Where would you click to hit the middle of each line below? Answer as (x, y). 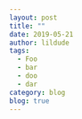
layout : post (33, 17)
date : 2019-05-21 (41, 34)
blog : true (29, 101)
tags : (19, 51)
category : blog (37, 92)
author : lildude (39, 42)
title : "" (28, 26)
